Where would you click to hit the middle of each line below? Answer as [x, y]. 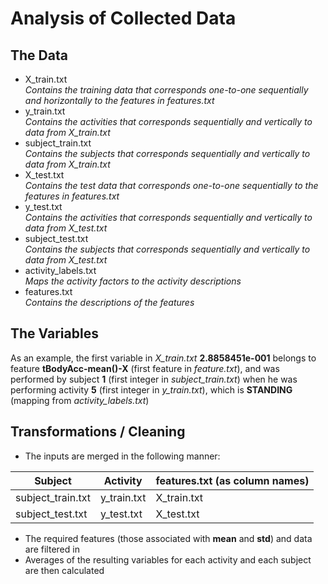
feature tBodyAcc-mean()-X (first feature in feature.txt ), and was [145, 368]
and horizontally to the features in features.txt [119, 100]
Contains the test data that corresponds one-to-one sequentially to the [171, 185]
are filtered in [52, 549]
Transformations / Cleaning [98, 432]
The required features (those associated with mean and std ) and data [168, 538]
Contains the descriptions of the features [109, 302]
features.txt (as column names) [232, 480]
